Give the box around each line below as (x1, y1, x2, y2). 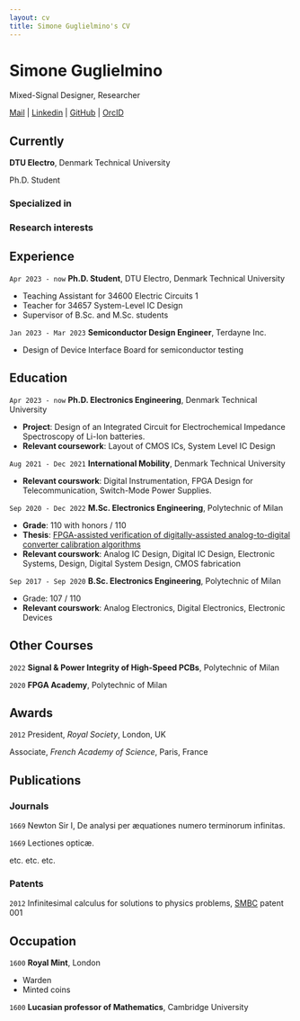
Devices (22, 612, 53, 622)
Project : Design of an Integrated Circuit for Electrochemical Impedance (22, 421, 286, 432)
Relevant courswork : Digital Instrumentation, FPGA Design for (22, 475, 253, 486)
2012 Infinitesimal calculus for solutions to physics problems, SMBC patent (9, 898, 285, 909)
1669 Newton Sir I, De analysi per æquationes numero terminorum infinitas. (9, 820, 286, 831)
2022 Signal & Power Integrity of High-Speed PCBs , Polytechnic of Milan (9, 662, 280, 673)
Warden (22, 975, 52, 986)
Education (9, 371, 68, 386)
